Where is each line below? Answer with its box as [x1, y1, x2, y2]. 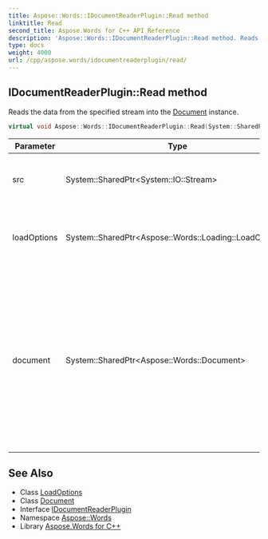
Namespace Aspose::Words [19, 513, 112, 523]
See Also [8, 466, 53, 480]
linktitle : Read [8, 19, 62, 27]
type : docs [8, 42, 45, 50]
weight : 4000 [8, 49, 52, 57]
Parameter [14, 141, 56, 152]
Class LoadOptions [19, 488, 83, 497]
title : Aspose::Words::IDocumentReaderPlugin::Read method [8, 11, 209, 20]
